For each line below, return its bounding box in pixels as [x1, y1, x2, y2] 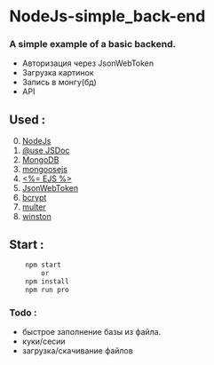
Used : [9, 112, 46, 127]
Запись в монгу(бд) [21, 77, 98, 88]
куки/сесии [21, 336, 66, 346]
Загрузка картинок [21, 67, 95, 78]
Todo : [9, 306, 37, 319]
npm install [25, 277, 69, 286]
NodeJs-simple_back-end [9, 6, 206, 27]
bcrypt [21, 193, 47, 203]
